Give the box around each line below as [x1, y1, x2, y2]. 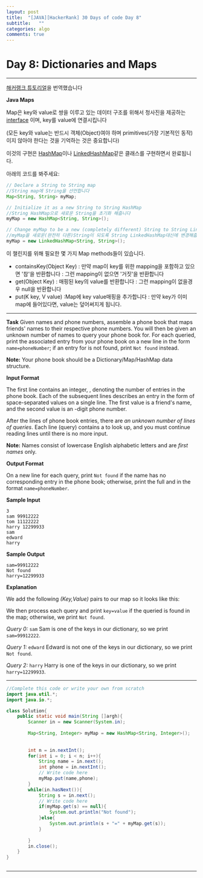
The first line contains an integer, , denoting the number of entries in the [6, 386, 185, 393]
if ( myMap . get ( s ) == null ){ [38, 803, 107, 810]
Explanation [6, 583, 37, 590]
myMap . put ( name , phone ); [38, 775, 98, 782]
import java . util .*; [6, 691, 59, 697]
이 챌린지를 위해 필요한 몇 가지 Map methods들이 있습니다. [6, 249, 145, 257]
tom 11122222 [6, 518, 39, 525]
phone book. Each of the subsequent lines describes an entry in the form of [6, 392, 195, 399]
